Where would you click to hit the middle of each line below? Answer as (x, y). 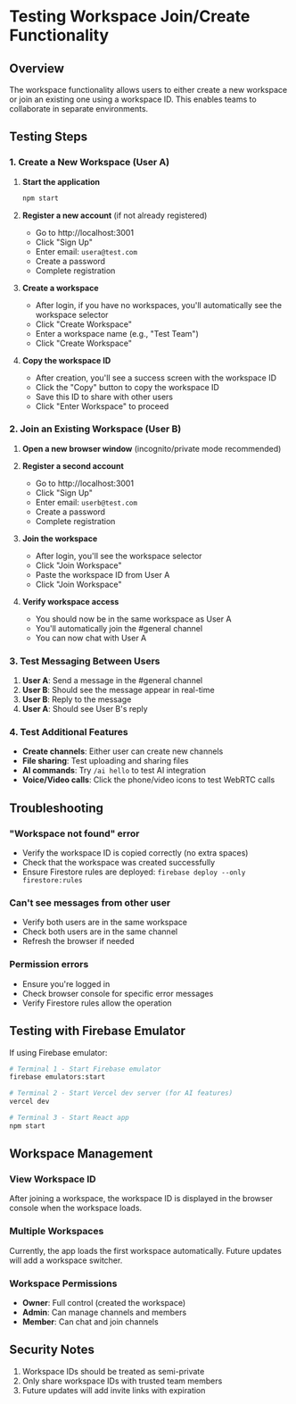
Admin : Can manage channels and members (104, 1312)
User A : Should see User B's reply (85, 709)
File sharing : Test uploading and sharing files (105, 761)
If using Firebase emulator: (58, 1052)
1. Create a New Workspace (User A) (90, 163)
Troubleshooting (57, 808)
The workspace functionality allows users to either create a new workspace (148, 90)
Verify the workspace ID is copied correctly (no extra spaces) (135, 853)
